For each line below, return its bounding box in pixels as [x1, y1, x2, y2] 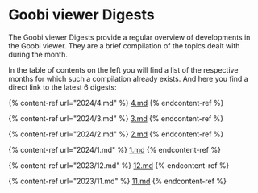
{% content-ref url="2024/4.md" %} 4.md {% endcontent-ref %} [8, 98, 224, 107]
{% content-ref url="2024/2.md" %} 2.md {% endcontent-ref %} [8, 129, 224, 139]
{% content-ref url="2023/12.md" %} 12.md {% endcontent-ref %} [8, 160, 230, 170]
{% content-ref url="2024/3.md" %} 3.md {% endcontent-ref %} [8, 113, 224, 123]
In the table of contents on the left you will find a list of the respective [8, 65, 239, 74]
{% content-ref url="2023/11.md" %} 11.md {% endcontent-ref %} [8, 176, 227, 186]
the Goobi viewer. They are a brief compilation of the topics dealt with [8, 40, 240, 50]
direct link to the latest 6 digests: [8, 82, 117, 92]
